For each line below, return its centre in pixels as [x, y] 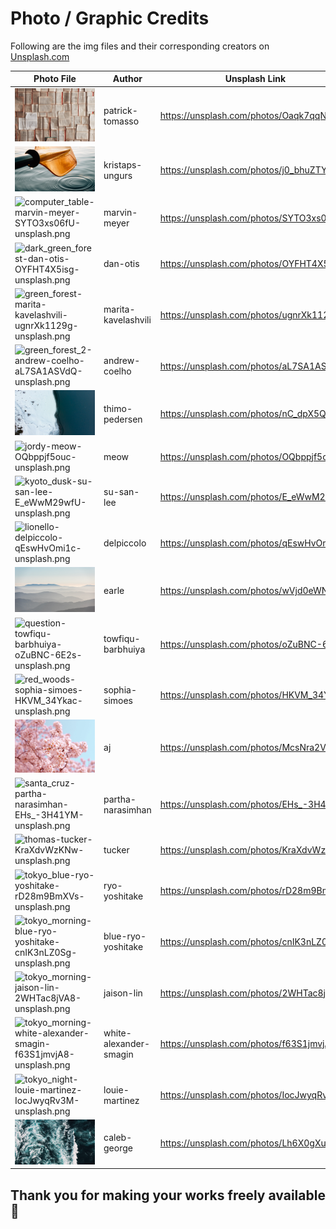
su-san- [121, 491]
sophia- [120, 689]
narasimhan [127, 809]
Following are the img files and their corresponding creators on [140, 46]
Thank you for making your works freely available [168, 1195]
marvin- [120, 213]
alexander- [126, 1044]
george [118, 1148]
